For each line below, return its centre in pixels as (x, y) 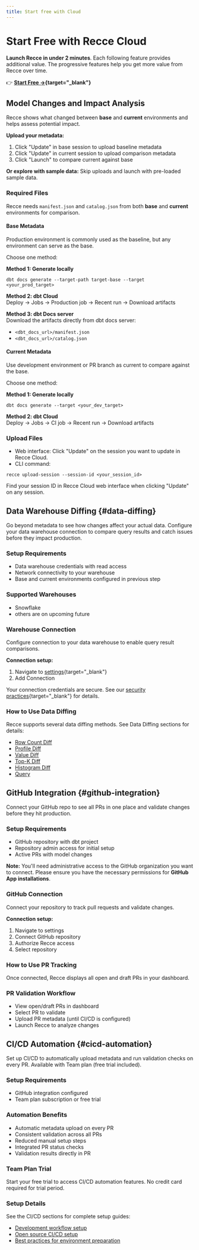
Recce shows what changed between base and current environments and (97, 117)
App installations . (28, 879)
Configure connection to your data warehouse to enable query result (90, 642)
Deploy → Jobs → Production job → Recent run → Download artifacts (91, 302)
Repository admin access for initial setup (64, 848)
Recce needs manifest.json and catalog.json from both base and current (97, 206)
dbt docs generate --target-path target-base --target (75, 280)
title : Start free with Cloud (44, 12)
